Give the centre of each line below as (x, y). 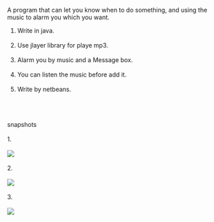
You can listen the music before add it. (72, 74)
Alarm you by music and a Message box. (75, 60)
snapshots (22, 124)
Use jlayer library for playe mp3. (62, 45)
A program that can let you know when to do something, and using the (107, 10)
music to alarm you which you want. (58, 17)
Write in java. (36, 31)
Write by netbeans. (44, 89)
